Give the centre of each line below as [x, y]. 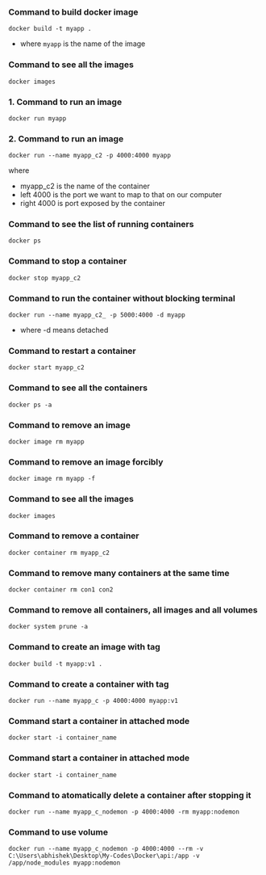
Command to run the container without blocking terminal [122, 298]
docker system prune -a [48, 627]
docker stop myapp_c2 [45, 278]
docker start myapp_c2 [46, 368]
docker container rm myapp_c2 [59, 553]
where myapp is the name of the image [83, 44]
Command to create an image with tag [85, 647]
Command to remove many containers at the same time [119, 573]
